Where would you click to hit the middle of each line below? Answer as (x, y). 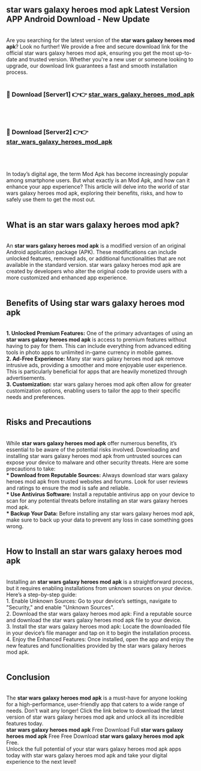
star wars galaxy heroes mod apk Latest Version (98, 10)
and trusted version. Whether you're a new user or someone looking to (106, 59)
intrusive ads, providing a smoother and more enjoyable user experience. (97, 365)
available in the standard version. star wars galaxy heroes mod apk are (94, 265)
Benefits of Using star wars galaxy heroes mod (95, 303)
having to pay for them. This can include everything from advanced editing (98, 346)
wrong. (15, 526)
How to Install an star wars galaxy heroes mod (94, 551)
